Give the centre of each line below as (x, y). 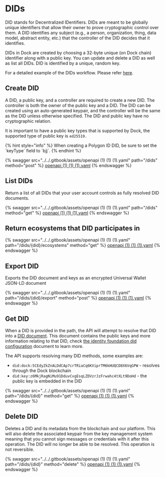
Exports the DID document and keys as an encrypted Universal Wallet (76, 278)
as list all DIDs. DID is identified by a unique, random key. (63, 63)
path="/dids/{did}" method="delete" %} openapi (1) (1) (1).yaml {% (73, 464)
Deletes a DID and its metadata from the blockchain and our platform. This (80, 428)
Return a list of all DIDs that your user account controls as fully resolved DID (82, 193)
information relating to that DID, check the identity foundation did (71, 341)
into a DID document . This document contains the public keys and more (78, 336)
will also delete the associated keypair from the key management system (79, 434)
